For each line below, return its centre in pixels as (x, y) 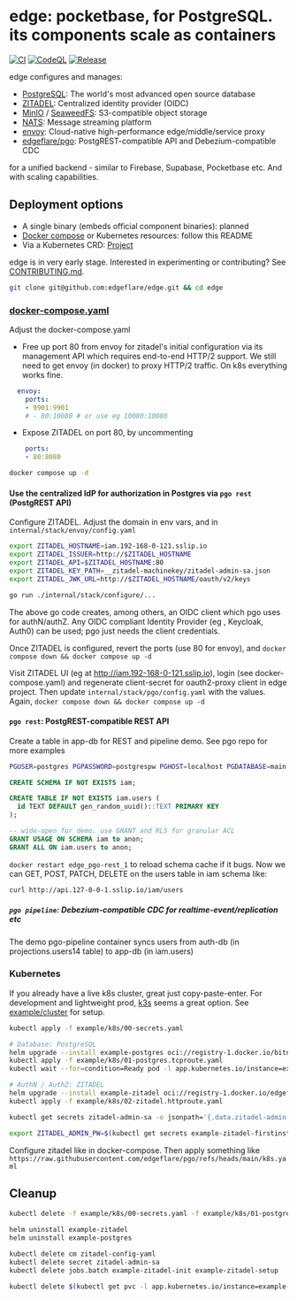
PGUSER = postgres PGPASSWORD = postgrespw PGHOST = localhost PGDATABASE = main (148, 766)
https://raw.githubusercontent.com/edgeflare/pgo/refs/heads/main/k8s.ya (148, 1158)
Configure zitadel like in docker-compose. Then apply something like (135, 1150)
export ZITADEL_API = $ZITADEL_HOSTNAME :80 (87, 563)
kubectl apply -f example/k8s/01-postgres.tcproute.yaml (116, 1061)
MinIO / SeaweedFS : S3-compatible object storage (114, 112)
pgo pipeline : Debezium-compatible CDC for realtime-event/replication (144, 910)
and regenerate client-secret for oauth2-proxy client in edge (177, 682)
